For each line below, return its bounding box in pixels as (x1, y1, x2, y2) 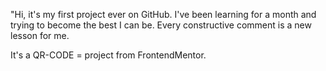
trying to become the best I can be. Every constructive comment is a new (10, 19, 312, 31)
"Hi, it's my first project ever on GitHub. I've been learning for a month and (10, 9, 317, 20)
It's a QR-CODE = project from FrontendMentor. (10, 49, 207, 61)
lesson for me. (10, 30, 70, 41)
